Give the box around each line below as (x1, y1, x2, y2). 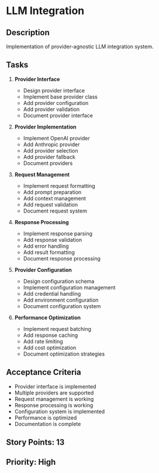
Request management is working (14, 395, 94, 403)
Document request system (23, 207, 88, 214)
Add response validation (23, 236, 82, 243)
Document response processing (23, 255, 101, 262)
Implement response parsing (23, 230, 92, 237)
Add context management (23, 195, 87, 202)
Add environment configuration (23, 296, 99, 303)
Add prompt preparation (23, 188, 82, 195)
